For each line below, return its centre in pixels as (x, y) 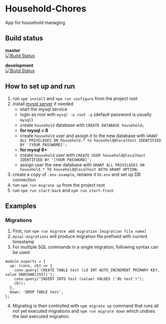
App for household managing (35, 22)
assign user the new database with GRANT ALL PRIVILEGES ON (82, 164)
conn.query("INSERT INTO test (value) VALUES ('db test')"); (79, 279)
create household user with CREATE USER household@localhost (83, 155)
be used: (21, 252)
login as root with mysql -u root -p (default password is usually (85, 114)
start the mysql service (43, 109)
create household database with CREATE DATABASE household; (82, 125)
